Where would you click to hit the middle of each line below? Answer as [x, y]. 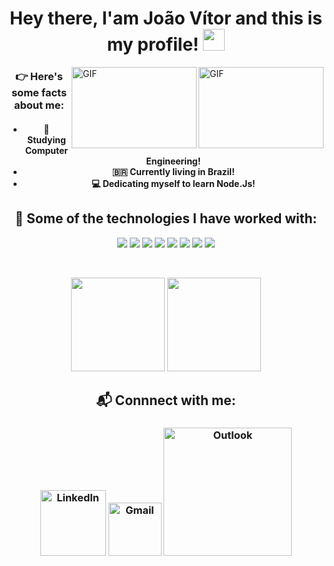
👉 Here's [39, 77]
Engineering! [173, 161]
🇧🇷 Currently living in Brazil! [173, 171]
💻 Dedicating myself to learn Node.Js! [173, 183]
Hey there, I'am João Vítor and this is [166, 18]
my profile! [153, 44]
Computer [46, 150]
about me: [39, 105]
